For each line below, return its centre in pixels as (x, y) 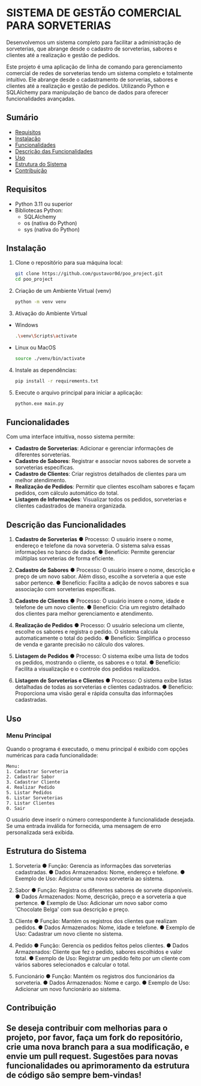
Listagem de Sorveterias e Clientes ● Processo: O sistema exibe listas (103, 681)
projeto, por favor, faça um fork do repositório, (94, 1038)
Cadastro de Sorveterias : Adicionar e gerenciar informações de (94, 449)
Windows (26, 325)
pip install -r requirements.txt (57, 381)
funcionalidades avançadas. (41, 99)
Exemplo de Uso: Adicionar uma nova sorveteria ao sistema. (89, 879)
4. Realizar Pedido (31, 787)
